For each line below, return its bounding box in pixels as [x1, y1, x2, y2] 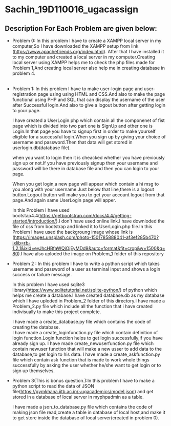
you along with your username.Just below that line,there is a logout [12, 186, 155, 192]
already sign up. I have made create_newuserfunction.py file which [12, 340, 154, 347]
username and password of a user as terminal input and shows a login [12, 266, 161, 272]
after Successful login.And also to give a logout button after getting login [12, 102, 166, 108]
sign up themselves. [12, 368, 55, 374]
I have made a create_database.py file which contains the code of [12, 319, 152, 324]
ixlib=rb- [12, 240, 31, 246]
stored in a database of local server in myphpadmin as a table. [12, 394, 144, 400]
